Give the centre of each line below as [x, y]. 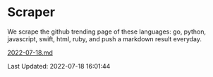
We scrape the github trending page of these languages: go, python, [107, 31]
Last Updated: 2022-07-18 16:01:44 [59, 66]
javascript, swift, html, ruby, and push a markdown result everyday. [105, 38]
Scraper [31, 12]
